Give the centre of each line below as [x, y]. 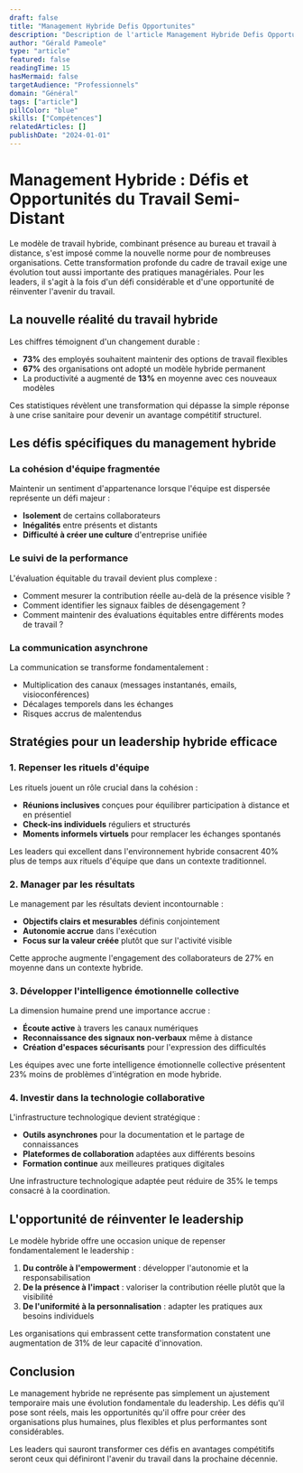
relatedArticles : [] [48, 127]
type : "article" [40, 51]
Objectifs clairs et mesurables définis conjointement [121, 921]
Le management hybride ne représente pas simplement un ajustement [140, 1394]
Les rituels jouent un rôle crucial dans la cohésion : [104, 788]
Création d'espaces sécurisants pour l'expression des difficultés [144, 1048]
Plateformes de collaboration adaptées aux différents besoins [138, 1154]
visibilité [38, 1297]
